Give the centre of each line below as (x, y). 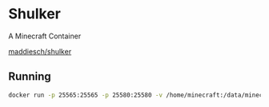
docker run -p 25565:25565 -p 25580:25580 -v (85, 95)
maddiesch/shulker (40, 51)
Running (30, 77)
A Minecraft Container (45, 36)
